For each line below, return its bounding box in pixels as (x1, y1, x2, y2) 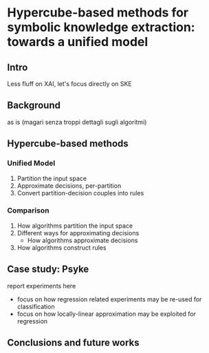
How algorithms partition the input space (16, 222, 133, 230)
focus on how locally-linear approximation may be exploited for (16, 310, 196, 318)
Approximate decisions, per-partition (16, 181, 122, 190)
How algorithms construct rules (16, 243, 107, 252)
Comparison (7, 206, 49, 215)
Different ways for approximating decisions (16, 228, 140, 237)
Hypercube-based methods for (7, 5, 189, 21)
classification (16, 302, 55, 310)
